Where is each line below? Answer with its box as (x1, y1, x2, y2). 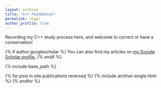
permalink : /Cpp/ (5, 16, 41, 21)
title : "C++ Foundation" (5, 12, 56, 17)
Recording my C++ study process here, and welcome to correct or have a (5, 34, 154, 40)
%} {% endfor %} (5, 78, 41, 84)
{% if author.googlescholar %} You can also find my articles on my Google (5, 49, 155, 55)
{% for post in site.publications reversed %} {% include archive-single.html (5, 73, 157, 79)
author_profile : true (5, 21, 49, 26)
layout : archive (5, 7, 38, 12)
